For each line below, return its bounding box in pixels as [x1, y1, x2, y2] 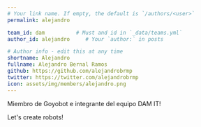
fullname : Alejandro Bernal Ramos [7, 61, 108, 68]
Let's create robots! [7, 112, 64, 121]
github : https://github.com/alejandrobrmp [7, 67, 133, 74]
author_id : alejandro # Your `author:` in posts [7, 35, 164, 42]
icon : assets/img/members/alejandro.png [7, 81, 127, 87]
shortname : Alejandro [7, 55, 70, 62]
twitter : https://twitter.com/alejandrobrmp [7, 74, 139, 81]
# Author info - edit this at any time [7, 48, 124, 56]
